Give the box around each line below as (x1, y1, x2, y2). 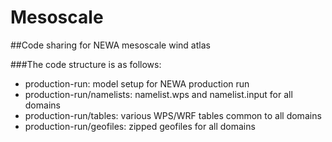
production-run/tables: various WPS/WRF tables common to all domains (24, 109, 322, 121)
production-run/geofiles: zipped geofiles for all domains (24, 120, 256, 132)
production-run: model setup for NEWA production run (24, 77, 250, 90)
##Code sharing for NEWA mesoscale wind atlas (10, 39, 211, 51)
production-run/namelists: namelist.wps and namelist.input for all (24, 88, 293, 100)
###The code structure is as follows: (10, 58, 162, 70)
